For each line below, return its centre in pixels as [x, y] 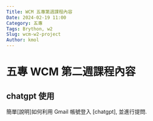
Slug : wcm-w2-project [34, 34]
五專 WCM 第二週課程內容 [71, 72]
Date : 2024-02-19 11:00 [36, 18]
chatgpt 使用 [30, 96]
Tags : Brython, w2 [29, 29]
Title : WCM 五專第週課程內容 [39, 12]
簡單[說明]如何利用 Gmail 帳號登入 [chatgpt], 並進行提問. [76, 112]
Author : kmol [23, 40]
